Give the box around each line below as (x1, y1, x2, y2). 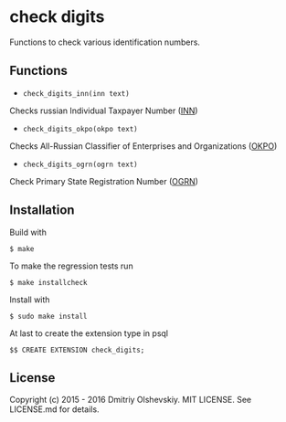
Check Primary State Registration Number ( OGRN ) (9, 175, 199, 186)
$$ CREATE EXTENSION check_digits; (9, 345, 145, 354)
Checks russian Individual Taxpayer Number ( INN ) (9, 105, 198, 116)
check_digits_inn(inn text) (22, 89, 130, 98)
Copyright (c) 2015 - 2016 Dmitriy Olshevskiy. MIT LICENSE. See (9, 395, 252, 406)
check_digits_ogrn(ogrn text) (22, 160, 139, 169)
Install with (9, 294, 50, 305)
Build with (9, 227, 48, 237)
